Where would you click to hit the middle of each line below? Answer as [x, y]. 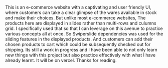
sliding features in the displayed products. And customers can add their [79, 39]
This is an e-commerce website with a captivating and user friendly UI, [78, 7]
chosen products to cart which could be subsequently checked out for [78, 44]
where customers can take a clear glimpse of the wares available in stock [81, 12]
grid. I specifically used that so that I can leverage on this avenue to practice [84, 28]
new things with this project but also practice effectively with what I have [80, 55]
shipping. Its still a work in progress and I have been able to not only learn [81, 50]
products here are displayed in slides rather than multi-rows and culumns [81, 23]
